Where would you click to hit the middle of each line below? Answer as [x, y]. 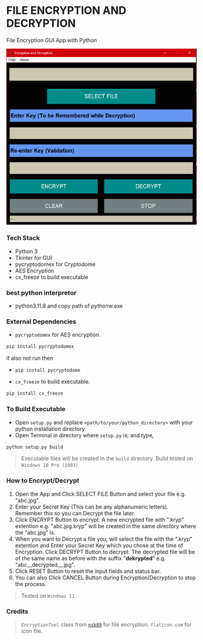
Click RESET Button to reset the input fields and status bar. [88, 571]
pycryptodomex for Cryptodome [55, 264]
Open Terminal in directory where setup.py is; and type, [84, 435]
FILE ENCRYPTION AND [66, 11]
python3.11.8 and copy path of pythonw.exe [69, 306]
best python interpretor [41, 292]
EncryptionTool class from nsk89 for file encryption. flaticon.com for [106, 624]
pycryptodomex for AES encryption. [58, 335]
